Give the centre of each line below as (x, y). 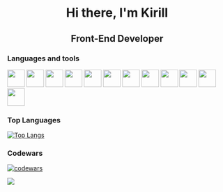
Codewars (25, 153)
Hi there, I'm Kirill (117, 13)
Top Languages (34, 120)
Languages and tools (44, 58)
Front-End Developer (117, 39)
